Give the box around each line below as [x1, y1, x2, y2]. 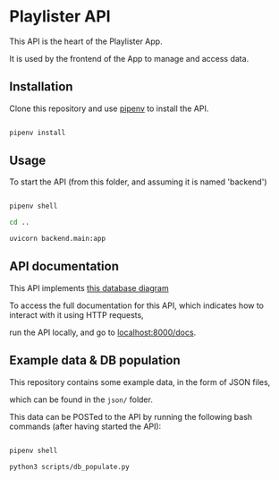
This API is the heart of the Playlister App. [9, 36, 163, 47]
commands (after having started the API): [9, 421, 162, 432]
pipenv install [9, 128, 66, 137]
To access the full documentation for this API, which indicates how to [9, 300, 264, 311]
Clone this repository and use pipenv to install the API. [9, 103, 209, 114]
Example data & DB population [9, 353, 181, 368]
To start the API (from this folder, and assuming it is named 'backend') [9, 176, 267, 187]
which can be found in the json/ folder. [9, 394, 154, 405]
